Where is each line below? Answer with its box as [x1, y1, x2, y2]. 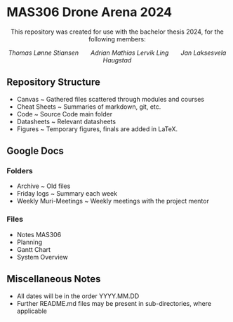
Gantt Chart [16, 245, 51, 253]
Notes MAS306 [16, 230, 62, 239]
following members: [88, 34, 146, 43]
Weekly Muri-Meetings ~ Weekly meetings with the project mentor [16, 197, 210, 206]
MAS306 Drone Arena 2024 [6, 4, 173, 20]
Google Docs [6, 145, 65, 157]
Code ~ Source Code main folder [16, 109, 113, 118]
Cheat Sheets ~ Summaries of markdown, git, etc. [16, 102, 161, 111]
